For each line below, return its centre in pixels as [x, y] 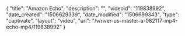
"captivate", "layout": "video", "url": [48, 21]
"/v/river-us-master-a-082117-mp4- [135, 21]
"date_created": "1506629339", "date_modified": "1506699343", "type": [93, 15]
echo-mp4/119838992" [34, 27]
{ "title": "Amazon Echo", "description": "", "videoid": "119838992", [86, 8]
